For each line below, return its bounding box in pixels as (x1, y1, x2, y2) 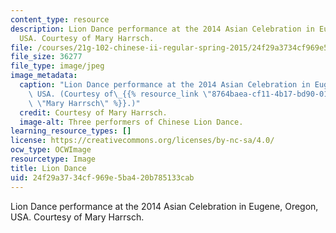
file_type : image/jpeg (10, 61, 105, 71)
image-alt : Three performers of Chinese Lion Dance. (19, 117, 244, 127)
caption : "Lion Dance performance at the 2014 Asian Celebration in (19, 80, 311, 90)
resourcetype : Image (10, 154, 97, 164)
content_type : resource (10, 14, 110, 25)
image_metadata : (10, 71, 78, 81)
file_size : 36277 (10, 52, 83, 62)
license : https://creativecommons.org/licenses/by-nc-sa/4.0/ (10, 136, 275, 146)
